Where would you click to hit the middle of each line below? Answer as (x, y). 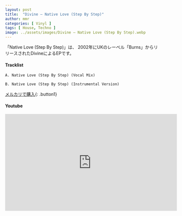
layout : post (18, 10)
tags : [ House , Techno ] (30, 28)
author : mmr (17, 19)
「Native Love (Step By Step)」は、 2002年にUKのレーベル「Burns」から (79, 47)
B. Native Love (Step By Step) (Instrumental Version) (62, 84)
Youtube (14, 106)
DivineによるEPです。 (52, 53)
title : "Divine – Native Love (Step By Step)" (55, 14)
